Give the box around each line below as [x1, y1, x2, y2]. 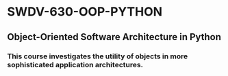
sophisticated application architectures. [7, 60, 144, 69]
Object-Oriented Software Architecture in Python [7, 31, 221, 43]
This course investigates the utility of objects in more [7, 52, 188, 61]
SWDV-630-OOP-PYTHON [7, 4, 163, 20]
